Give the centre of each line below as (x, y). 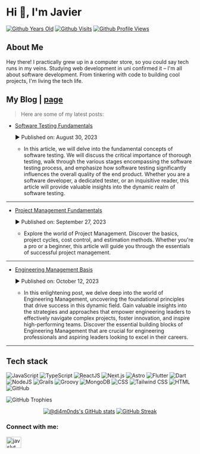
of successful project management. (67, 252)
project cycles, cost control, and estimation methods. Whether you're (108, 240)
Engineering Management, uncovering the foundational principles (104, 299)
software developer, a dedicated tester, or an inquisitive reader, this (106, 180)
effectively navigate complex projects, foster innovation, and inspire (107, 318)
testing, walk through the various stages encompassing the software (108, 161)
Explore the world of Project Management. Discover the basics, (101, 233)
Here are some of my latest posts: (62, 114)
